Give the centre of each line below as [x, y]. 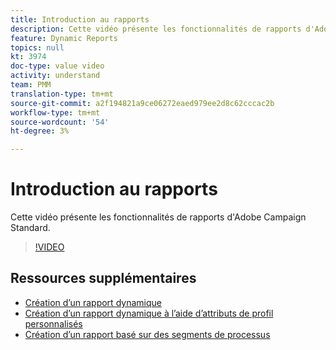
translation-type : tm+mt [62, 94]
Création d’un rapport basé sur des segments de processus [147, 334]
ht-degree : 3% [40, 131]
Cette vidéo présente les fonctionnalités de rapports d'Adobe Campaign [158, 217]
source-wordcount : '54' [60, 122]
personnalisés [53, 323]
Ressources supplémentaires [103, 278]
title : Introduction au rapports [80, 19]
